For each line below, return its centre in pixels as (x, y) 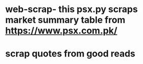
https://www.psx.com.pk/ (61, 31)
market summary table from (65, 20)
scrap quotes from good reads (70, 54)
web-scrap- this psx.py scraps (71, 9)
